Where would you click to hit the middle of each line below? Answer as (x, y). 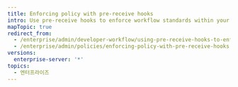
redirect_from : (30, 33)
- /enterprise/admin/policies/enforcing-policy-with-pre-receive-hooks (122, 46)
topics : (19, 66)
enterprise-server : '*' (49, 60)
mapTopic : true (30, 27)
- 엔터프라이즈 (32, 72)
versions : (22, 53)
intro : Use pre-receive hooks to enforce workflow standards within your (119, 20)
